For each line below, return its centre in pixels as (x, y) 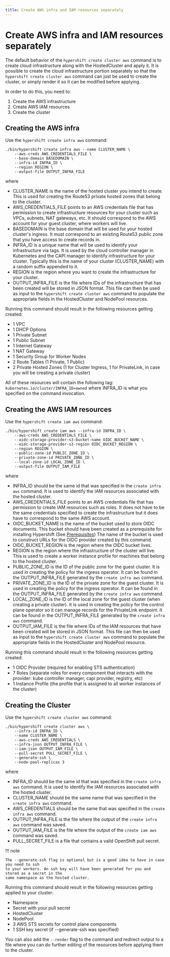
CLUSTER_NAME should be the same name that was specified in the (84, 798)
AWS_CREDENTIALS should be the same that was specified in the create (89, 808)
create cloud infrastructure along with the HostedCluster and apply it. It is (82, 65)
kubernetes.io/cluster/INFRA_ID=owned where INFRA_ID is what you (76, 388)
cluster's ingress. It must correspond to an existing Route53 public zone (88, 234)
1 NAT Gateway (28, 351)
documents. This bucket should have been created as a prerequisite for (87, 529)
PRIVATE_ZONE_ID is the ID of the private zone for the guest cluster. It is (88, 583)
